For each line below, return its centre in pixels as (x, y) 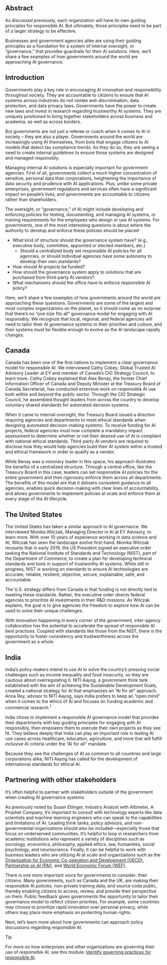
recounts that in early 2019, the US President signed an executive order (78, 548)
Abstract (19, 8)
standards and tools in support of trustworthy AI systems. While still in (77, 564)
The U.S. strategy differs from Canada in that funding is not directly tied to (81, 589)
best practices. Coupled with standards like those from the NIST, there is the (83, 631)
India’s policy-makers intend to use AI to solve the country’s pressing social (82, 669)
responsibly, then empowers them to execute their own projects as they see (83, 728)
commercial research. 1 (28, 707)
